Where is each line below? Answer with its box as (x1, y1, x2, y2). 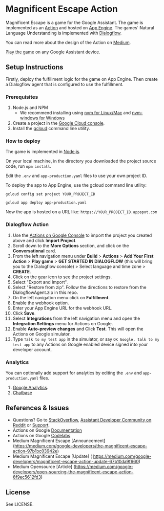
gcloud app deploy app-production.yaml (5, 200, 87, 205)
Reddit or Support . (12, 422, 50, 428)
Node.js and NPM (12, 105, 48, 111)
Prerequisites (5, 93, 38, 100)
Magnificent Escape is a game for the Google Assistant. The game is (5, 20, 143, 25)
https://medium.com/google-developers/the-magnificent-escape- (14, 443, 147, 448)
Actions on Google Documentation (12, 427, 82, 433)
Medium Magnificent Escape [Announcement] (12, 438, 105, 444)
